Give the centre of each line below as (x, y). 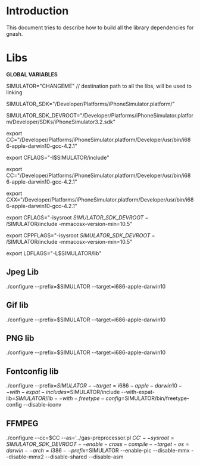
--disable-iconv (42, 405)
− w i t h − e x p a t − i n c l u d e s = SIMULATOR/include (63, 392)
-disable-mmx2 (25, 457)
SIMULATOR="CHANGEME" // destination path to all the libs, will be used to (99, 86)
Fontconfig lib (32, 371)
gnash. (15, 33)
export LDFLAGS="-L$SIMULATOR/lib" (54, 253)
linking (14, 92)
